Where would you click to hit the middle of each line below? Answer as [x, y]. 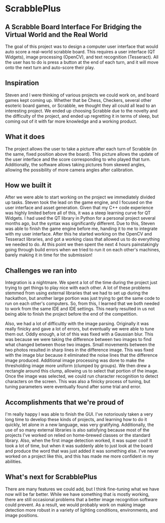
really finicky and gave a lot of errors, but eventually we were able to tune [80, 329]
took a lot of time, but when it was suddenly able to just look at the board [79, 446]
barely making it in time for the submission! [49, 255]
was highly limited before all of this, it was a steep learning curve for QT [78, 213]
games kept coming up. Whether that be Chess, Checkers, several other [78, 100]
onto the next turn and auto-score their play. [50, 68]
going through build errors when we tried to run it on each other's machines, [83, 250]
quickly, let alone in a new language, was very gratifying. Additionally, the [80, 425]
